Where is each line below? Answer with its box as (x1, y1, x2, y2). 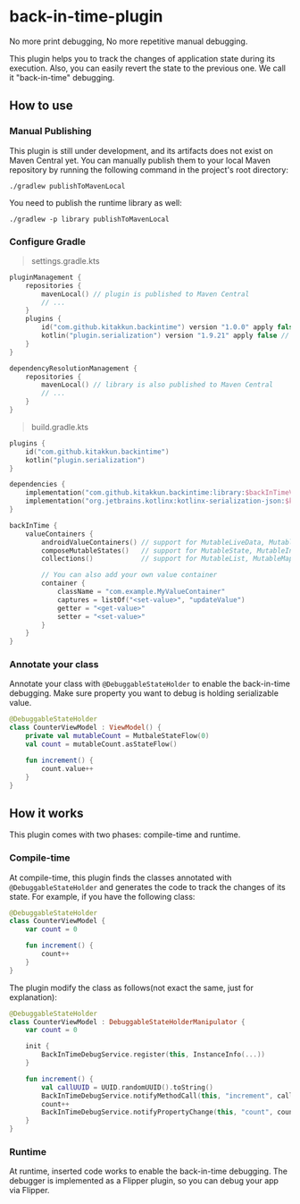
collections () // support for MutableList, (41, 555, 250, 564)
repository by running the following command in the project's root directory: (9, 164, 288, 175)
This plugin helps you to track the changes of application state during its (9, 53, 275, 64)
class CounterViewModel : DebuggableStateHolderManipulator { (9, 1017, 246, 1026)
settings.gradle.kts (30, 255, 100, 266)
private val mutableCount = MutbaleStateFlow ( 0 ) (25, 732, 210, 741)
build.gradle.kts (30, 421, 89, 432)
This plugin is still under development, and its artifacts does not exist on (9, 145, 274, 156)
